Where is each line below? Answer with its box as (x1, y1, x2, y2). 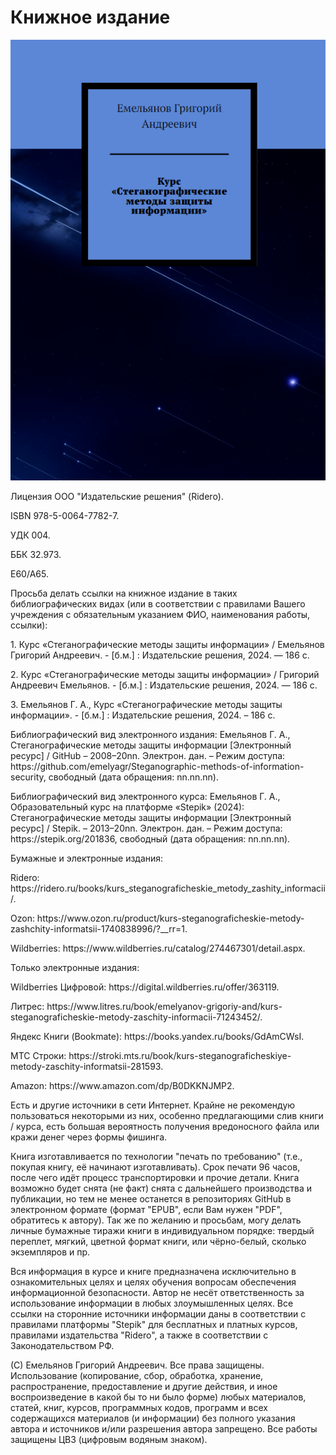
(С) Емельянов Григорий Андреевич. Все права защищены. (10, 1359, 265, 1371)
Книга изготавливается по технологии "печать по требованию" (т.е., (10, 1151, 303, 1163)
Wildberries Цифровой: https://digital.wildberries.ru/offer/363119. (10, 981, 280, 993)
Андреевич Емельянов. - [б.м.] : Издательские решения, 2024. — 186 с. (10, 679, 318, 691)
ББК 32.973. (10, 549, 62, 561)
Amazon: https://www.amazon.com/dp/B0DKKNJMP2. (10, 1080, 235, 1092)
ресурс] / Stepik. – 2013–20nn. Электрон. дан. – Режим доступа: (10, 822, 283, 835)
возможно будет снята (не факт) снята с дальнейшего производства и (10, 1182, 312, 1195)
